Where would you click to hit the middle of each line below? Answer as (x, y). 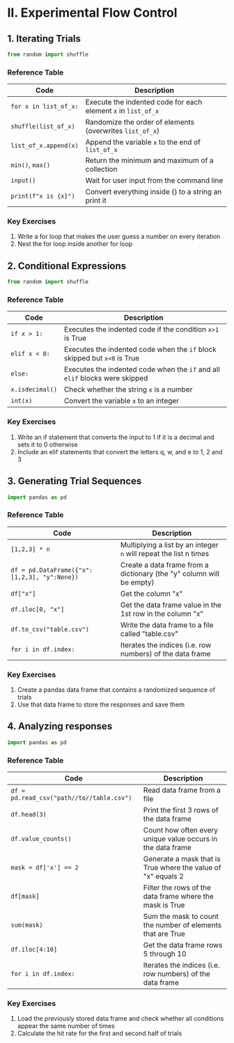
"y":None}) (61, 577)
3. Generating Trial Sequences (75, 481)
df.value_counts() (41, 839)
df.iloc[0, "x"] (38, 609)
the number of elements (182, 925)
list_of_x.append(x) (45, 146)
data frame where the (178, 897)
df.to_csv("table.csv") (50, 629)
